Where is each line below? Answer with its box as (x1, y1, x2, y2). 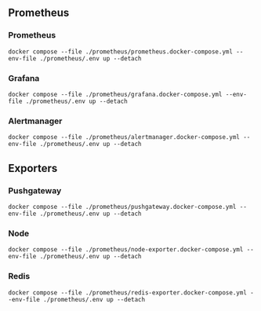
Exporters (8, 161, 58, 175)
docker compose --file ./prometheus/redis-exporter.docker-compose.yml (8, 288, 247, 297)
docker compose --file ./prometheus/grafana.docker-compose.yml (8, 90, 223, 98)
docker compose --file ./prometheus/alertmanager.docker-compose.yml (8, 134, 241, 141)
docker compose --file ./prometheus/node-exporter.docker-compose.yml (8, 246, 244, 254)
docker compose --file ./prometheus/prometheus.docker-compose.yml (8, 47, 234, 56)
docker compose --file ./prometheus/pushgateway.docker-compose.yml (8, 203, 237, 210)
